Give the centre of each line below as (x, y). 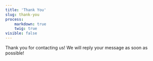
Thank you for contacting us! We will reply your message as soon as (76, 48)
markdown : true (30, 24)
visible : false (21, 33)
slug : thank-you (22, 15)
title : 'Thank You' (26, 10)
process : (14, 19)
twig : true (26, 29)
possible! (15, 53)
